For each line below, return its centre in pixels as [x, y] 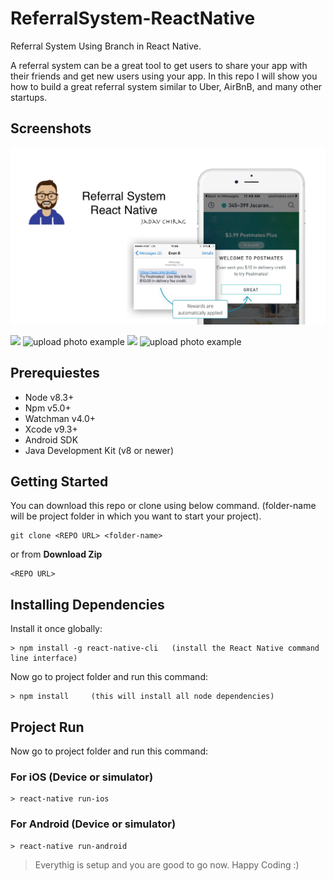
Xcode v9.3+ [51, 429]
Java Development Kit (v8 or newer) [99, 450]
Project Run [47, 727]
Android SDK [51, 439]
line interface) [44, 658]
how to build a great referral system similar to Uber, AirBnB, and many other [166, 86]
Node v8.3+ [49, 397]
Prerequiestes [55, 373]
